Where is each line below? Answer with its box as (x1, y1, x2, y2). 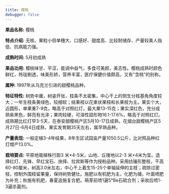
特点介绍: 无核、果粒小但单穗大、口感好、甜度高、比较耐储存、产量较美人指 (5, 37, 162, 43)
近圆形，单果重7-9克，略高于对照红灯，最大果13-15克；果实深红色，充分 (5, 105, 156, 111)
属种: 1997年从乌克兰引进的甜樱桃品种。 (5, 82, 89, 88)
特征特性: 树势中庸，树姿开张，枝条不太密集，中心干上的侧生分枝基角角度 (5, 93, 158, 99)
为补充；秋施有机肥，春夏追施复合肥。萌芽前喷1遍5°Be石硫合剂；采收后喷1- (5, 177, 162, 183)
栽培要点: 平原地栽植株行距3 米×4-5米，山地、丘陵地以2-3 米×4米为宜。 (5, 152, 156, 158)
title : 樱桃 (5, 7, 29, 13)
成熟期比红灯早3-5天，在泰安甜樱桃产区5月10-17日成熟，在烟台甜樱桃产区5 (5, 118, 161, 124)
